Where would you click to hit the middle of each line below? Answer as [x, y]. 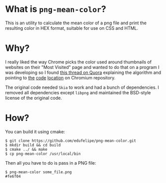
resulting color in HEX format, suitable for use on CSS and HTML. [72, 28]
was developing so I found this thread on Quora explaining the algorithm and [83, 72]
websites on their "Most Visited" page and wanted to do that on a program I [82, 67]
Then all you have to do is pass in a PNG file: [51, 163]
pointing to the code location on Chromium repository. [60, 77]
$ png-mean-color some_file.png [38, 172]
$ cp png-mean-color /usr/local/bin [43, 154]
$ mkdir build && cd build [33, 145]
